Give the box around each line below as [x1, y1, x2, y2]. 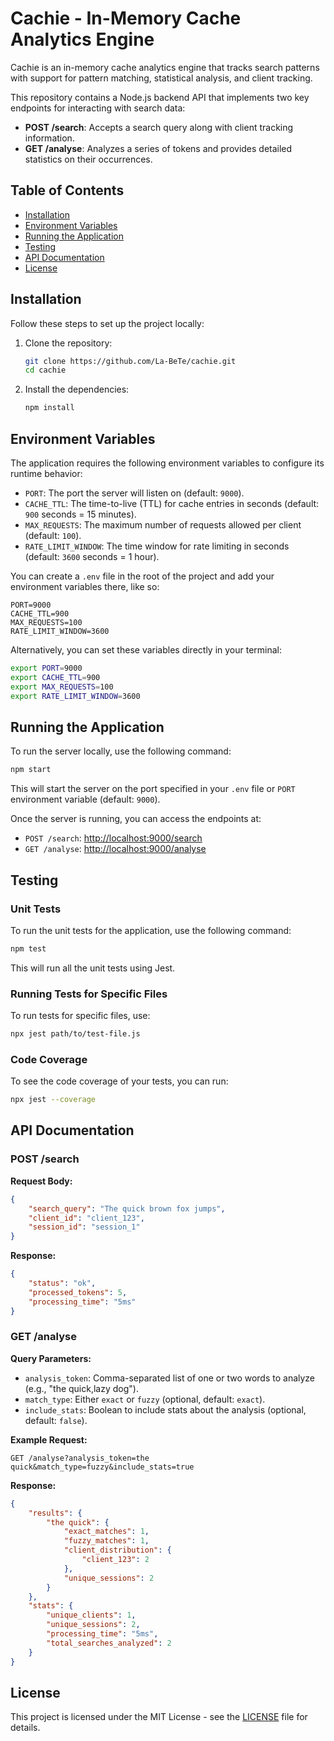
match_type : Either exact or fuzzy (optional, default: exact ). [24, 1393, 266, 1405]
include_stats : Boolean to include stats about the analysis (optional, [24, 1403, 307, 1416]
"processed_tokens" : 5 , [28, 1287, 128, 1297]
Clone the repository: [24, 337, 113, 349]
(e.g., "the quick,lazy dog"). [24, 1382, 139, 1394]
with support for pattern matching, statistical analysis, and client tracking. [10, 72, 313, 84]
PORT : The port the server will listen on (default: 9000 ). [24, 487, 245, 499]
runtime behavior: [10, 468, 83, 479]
